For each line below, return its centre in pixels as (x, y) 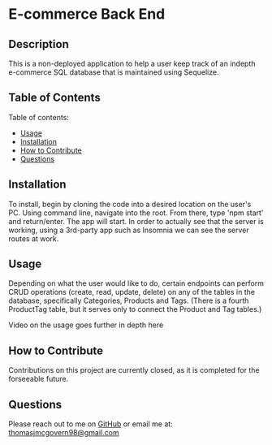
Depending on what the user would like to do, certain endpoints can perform (136, 283)
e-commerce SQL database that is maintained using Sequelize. (114, 72)
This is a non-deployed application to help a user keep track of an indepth (132, 63)
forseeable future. (39, 379)
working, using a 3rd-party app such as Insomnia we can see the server (129, 230)
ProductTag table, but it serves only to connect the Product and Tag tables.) (135, 309)
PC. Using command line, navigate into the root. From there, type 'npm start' (136, 213)
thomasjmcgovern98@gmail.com (64, 433)
